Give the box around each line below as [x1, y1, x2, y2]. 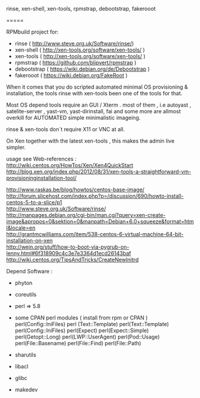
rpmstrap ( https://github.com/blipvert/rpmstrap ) [14, 59, 137, 66]
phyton [14, 279, 33, 287]
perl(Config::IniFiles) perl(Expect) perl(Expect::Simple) [14, 327, 149, 334]
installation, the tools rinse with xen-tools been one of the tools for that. [6, 90, 183, 97]
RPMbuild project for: [6, 28, 59, 35]
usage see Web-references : [6, 155, 77, 162]
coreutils [14, 291, 37, 298]
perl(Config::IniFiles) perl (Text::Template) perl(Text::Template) [14, 321, 169, 327]
